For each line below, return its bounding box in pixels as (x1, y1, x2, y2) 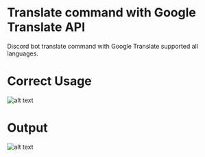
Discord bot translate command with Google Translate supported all (7, 42, 199, 50)
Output (7, 120, 48, 136)
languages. (7, 49, 39, 58)
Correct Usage (7, 73, 93, 89)
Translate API (7, 19, 86, 35)
